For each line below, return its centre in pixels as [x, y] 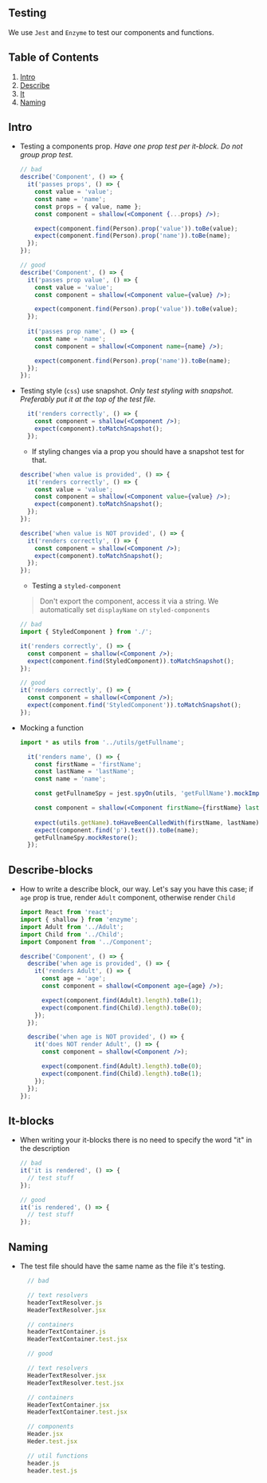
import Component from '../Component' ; [86, 942]
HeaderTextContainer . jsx [69, 1405]
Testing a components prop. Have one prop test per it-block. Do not [131, 146]
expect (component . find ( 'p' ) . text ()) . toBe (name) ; [117, 830]
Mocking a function [51, 728]
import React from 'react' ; [66, 912]
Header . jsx [45, 1434]
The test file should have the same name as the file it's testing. [122, 1266]
